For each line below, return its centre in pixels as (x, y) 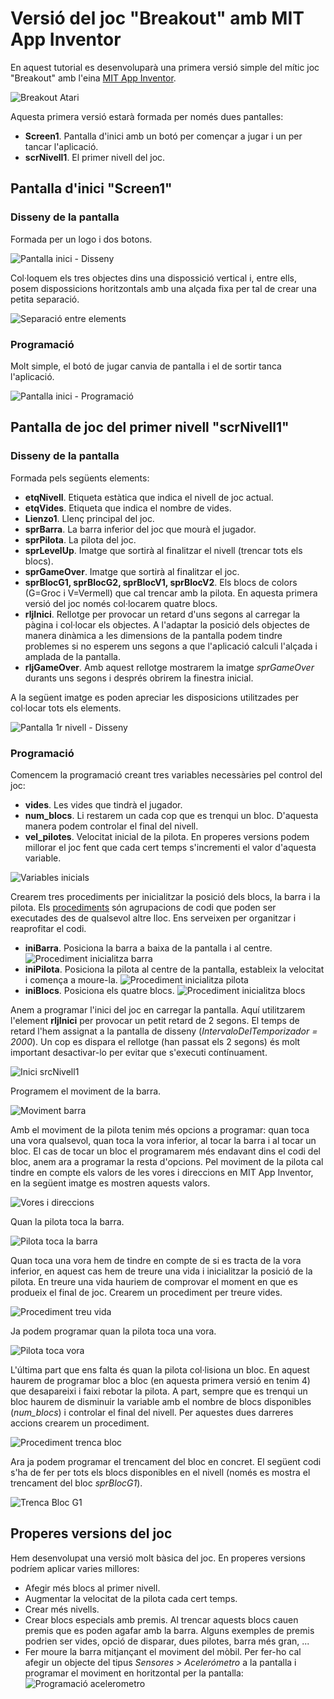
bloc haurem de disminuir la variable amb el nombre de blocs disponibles (161, 1401)
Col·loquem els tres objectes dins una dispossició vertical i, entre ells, (154, 278)
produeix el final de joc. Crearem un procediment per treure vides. (146, 1292)
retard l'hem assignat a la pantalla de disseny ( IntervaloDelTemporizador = (164, 1031)
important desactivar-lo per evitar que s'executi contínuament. (139, 1052)
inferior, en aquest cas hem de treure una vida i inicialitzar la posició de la (161, 1271)
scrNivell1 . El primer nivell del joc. (95, 157)
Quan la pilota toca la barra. (67, 1221)
